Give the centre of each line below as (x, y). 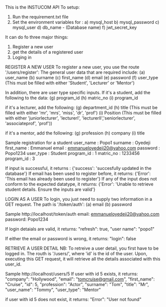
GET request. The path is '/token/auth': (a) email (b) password (69, 204)
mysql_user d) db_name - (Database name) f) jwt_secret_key (75, 27)
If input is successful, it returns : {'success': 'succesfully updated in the (78, 168)
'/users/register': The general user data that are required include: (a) (75, 72)
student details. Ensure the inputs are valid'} (50, 189)
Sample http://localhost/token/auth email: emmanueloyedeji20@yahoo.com (83, 214)
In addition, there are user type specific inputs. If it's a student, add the (78, 92)
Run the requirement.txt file (40, 17)
